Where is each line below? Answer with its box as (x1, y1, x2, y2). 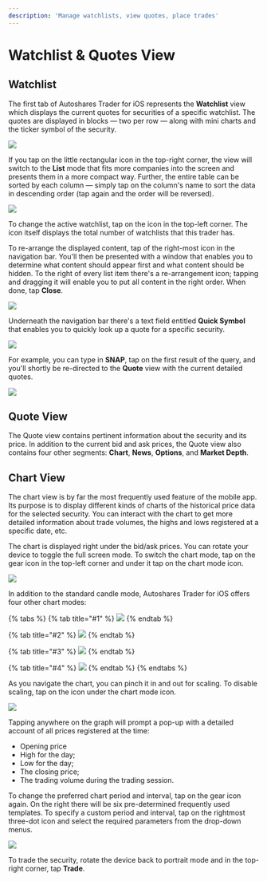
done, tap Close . (8, 285, 64, 295)
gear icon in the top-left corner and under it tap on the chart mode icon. (8, 559, 244, 568)
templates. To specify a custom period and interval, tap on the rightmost (8, 808, 245, 818)
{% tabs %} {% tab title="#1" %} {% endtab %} (8, 614, 174, 623)
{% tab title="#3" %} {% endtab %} (8, 647, 135, 657)
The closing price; (19, 767, 80, 776)
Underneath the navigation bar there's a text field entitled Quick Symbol (8, 316, 245, 326)
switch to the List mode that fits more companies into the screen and (8, 163, 235, 172)
